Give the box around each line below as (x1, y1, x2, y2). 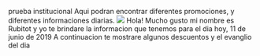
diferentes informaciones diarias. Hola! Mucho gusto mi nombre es (8, 16, 235, 25)
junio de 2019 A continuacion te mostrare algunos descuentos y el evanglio (8, 33, 252, 41)
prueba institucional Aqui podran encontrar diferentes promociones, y (8, 7, 235, 16)
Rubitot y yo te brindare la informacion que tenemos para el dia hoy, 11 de (8, 24, 247, 33)
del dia (8, 40, 30, 50)
